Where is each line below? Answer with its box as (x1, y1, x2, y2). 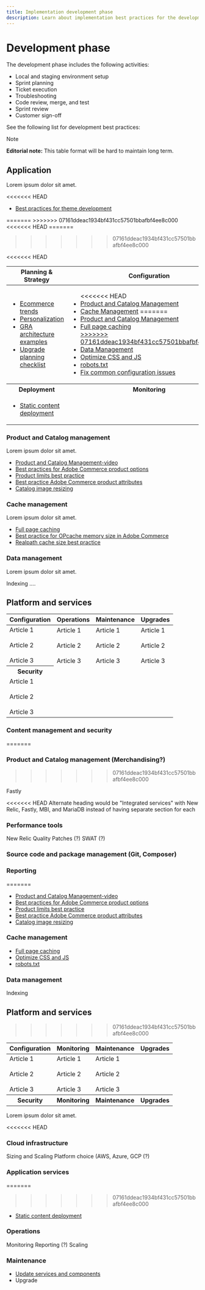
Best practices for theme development (15, 205, 112, 212)
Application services (6, 1168, 70, 1176)
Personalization (20, 315, 64, 324)
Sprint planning (15, 79, 54, 87)
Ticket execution (15, 86, 57, 93)
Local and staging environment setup (15, 73, 109, 80)
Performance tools (6, 821, 63, 829)
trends (20, 307, 38, 316)
